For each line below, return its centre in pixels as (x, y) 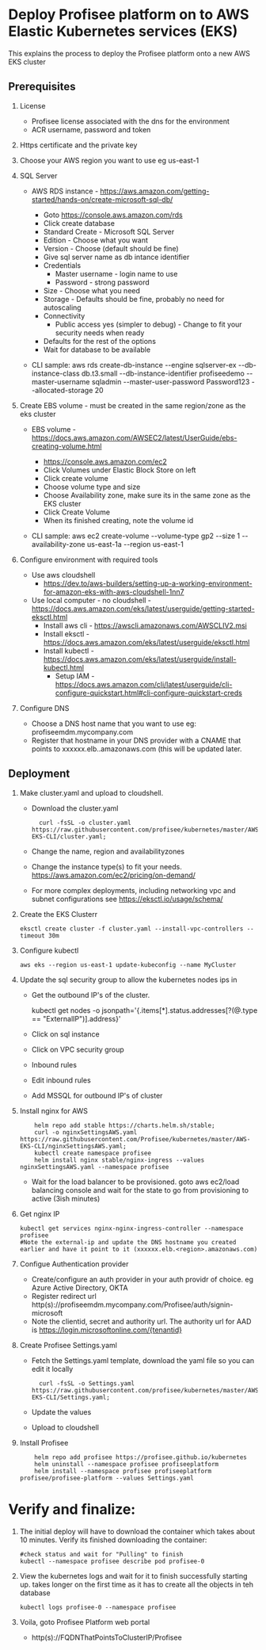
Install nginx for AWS (54, 1110)
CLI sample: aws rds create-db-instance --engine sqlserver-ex (134, 365)
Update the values (61, 1411)
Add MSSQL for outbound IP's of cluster (97, 1095)
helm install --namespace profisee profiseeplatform (123, 1471)
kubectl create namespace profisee (93, 1153)
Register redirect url (64, 1296)
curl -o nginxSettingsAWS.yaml (86, 1132)
